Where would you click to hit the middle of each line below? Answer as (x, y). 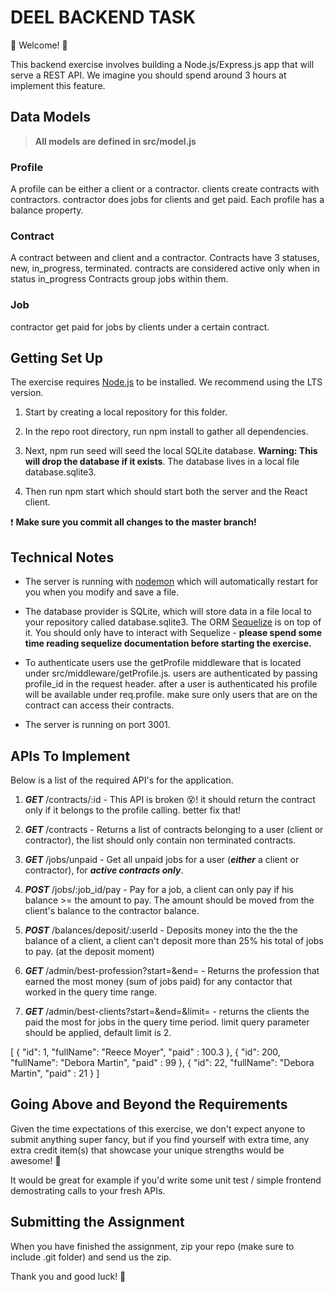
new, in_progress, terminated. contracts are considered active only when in (165, 268)
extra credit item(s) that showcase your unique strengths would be (147, 1150)
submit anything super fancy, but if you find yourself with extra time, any (160, 1139)
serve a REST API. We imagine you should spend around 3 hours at (148, 75)
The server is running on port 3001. (97, 725)
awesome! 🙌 (36, 1160)
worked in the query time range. (91, 992)
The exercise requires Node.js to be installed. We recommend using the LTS (166, 382)
